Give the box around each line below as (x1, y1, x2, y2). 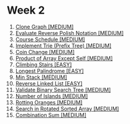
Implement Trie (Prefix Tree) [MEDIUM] (15, 42, 112, 49)
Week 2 (7, 4, 45, 17)
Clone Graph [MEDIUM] (15, 23, 74, 30)
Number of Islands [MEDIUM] (15, 93, 88, 100)
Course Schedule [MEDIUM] (15, 36, 85, 43)
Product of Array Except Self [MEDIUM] (15, 55, 113, 62)
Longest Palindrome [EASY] (15, 67, 84, 74)
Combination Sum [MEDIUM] (15, 111, 87, 119)
